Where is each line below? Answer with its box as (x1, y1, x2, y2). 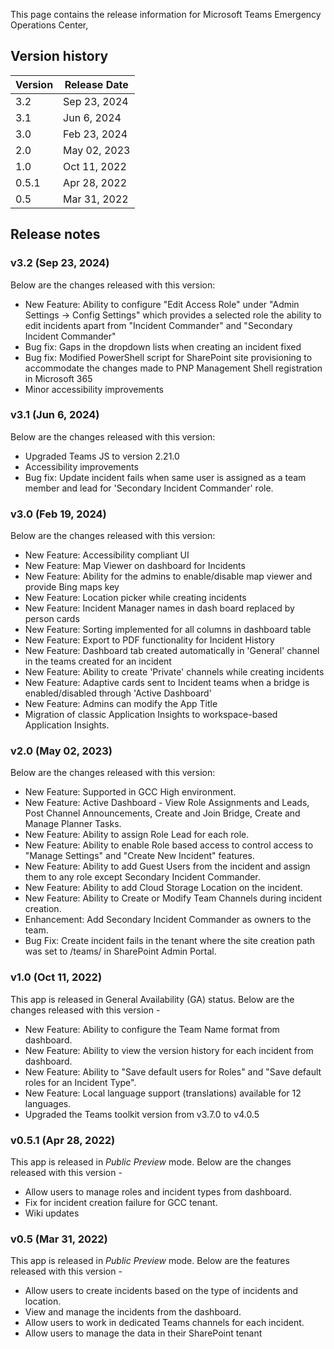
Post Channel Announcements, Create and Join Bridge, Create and (24, 807, 301, 819)
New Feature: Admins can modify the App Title (24, 698, 218, 710)
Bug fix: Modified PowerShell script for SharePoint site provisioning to (24, 351, 313, 363)
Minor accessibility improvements (24, 383, 164, 395)
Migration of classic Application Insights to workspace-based (24, 709, 278, 721)
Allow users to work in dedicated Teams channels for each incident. (24, 1317, 305, 1329)
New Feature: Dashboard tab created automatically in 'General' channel (24, 645, 320, 657)
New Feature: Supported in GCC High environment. (24, 786, 237, 798)
